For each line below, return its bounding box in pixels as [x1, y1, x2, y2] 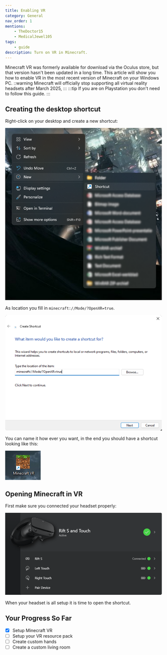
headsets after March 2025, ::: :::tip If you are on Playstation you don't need [5, 85, 160, 91]
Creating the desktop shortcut [5, 105, 101, 114]
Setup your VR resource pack [12, 633, 73, 639]
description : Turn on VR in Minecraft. [5, 50, 88, 55]
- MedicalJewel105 [14, 34, 52, 39]
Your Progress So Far [5, 614, 72, 623]
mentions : [5, 24, 26, 29]
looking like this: [5, 441, 38, 447]
